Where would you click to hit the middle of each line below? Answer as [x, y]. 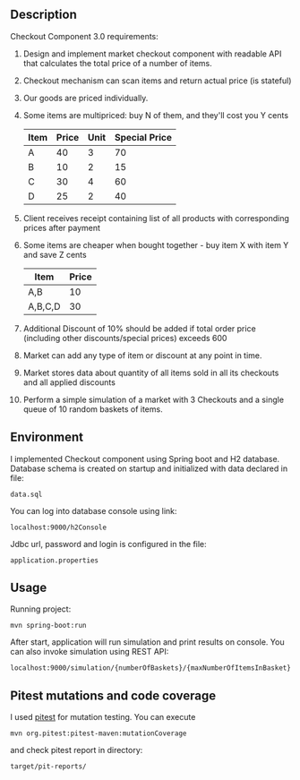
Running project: [41, 609]
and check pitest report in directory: [77, 750]
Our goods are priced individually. [86, 98]
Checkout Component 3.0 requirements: [85, 36]
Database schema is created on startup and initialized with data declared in [149, 468]
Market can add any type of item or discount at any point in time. [142, 355]
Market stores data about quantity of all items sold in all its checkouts [151, 373]
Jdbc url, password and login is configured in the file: [108, 544]
